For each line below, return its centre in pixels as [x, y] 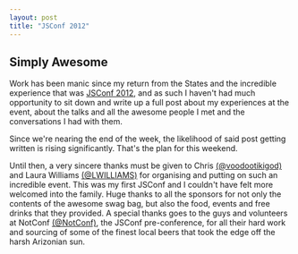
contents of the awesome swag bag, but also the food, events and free [140, 204]
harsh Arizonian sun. [47, 241]
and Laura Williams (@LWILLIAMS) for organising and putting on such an [144, 175]
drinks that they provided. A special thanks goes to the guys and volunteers [149, 213]
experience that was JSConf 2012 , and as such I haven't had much [132, 93]
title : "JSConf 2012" [50, 26]
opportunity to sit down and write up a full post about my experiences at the [149, 103]
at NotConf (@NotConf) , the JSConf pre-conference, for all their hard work [148, 223]
